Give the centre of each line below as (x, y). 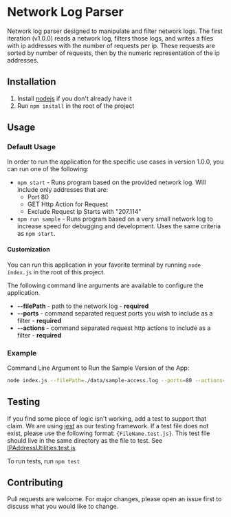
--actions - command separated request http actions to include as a (114, 328)
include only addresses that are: (63, 190)
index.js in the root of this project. (56, 272)
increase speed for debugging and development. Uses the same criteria (119, 226)
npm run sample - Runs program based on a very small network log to (115, 219)
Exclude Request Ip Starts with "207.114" (84, 212)
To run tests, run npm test (44, 461)
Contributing (35, 483)
